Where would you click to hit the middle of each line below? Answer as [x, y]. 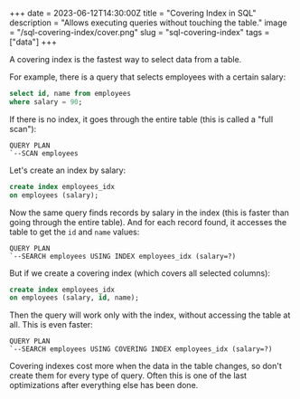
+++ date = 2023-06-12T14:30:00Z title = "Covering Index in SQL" [133, 13]
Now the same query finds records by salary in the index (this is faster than [149, 213]
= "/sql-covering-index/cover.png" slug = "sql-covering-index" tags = [140, 32]
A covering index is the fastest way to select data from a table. [126, 59]
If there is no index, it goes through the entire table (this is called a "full [141, 119]
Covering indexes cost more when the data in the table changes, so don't [146, 366]
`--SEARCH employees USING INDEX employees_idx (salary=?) [123, 256]
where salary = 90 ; [46, 102]
